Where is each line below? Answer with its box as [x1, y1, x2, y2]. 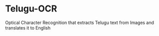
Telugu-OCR [5, 3, 57, 14]
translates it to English [5, 24, 51, 30]
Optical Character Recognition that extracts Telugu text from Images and [5, 19, 155, 25]
